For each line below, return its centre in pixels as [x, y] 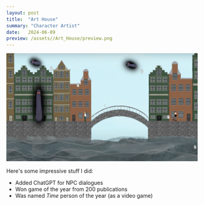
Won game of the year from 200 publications [71, 189]
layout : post [23, 13]
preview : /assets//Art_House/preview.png [59, 39]
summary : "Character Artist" [43, 26]
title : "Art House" [32, 19]
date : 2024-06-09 [31, 32]
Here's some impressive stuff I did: [50, 171]
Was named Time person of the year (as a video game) [84, 195]
